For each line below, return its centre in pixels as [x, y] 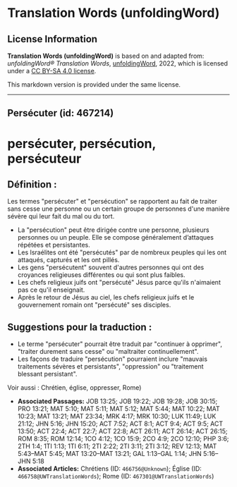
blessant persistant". [47, 374]
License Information [52, 39]
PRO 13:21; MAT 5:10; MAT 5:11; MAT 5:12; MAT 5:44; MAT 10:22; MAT [119, 409]
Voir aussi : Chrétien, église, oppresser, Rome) [74, 388]
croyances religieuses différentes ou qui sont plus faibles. [101, 275]
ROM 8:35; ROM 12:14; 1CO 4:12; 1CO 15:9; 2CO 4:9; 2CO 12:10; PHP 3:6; [123, 439]
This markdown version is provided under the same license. [94, 85]
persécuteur [44, 158]
